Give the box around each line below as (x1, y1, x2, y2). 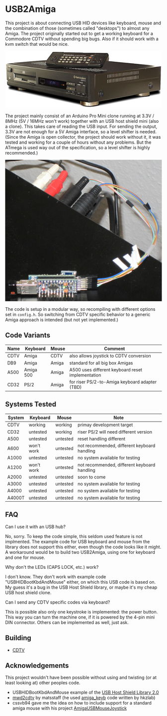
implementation (69, 372, 101, 378)
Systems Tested (5, 400, 56, 409)
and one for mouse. (5, 554, 46, 560)
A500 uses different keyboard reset (69, 366, 143, 372)
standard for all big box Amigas (69, 359, 133, 366)
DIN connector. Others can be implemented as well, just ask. (5, 619, 129, 625)
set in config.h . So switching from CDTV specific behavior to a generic (5, 311, 151, 317)
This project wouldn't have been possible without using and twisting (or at (5, 675, 157, 681)
